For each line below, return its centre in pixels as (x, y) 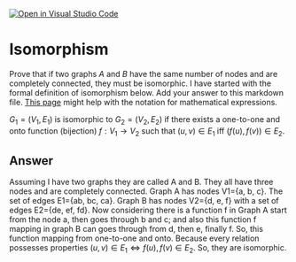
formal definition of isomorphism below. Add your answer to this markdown (147, 92)
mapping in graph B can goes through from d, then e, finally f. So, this (136, 229)
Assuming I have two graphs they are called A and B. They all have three (141, 182)
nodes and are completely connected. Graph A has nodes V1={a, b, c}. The (146, 191)
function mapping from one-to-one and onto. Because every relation (134, 238)
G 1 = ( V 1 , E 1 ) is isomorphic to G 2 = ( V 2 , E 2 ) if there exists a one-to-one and (145, 120)
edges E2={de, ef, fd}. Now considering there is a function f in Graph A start (148, 210)
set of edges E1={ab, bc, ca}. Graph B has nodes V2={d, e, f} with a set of (144, 201)
